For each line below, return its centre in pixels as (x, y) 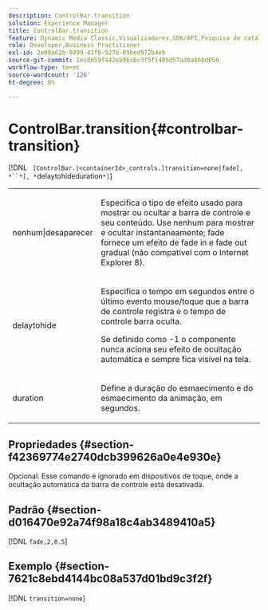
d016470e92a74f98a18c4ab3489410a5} (112, 522)
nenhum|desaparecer (53, 233)
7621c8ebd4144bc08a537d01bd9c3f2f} (110, 579)
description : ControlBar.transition (69, 16)
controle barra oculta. (141, 321)
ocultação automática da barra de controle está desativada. (106, 485)
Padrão (27, 510)
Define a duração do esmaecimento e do (177, 388)
